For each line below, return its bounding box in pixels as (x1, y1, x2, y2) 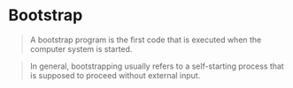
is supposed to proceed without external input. (29, 70, 201, 80)
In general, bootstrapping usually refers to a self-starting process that (29, 61, 284, 71)
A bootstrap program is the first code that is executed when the (29, 34, 262, 45)
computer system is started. (29, 43, 133, 54)
